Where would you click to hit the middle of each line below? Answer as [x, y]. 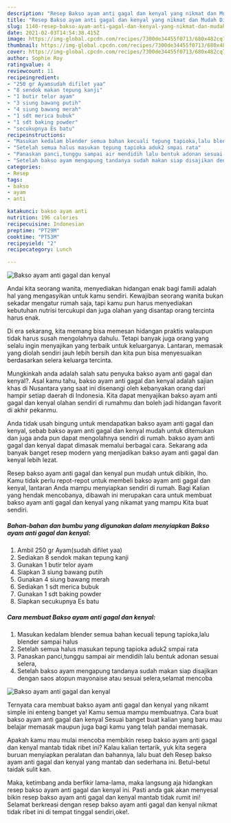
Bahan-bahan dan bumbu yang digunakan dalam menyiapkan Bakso [108, 525]
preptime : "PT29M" [33, 230]
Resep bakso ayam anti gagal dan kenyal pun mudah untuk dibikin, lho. [108, 473]
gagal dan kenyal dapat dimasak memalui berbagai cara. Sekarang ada [108, 446]
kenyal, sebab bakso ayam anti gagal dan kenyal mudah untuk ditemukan [111, 431]
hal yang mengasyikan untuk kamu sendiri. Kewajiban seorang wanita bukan [115, 296]
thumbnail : [23, 45]
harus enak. [24, 318]
